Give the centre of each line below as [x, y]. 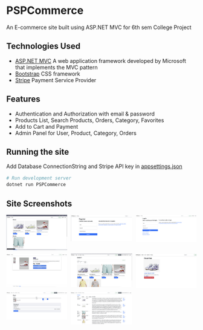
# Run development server [39, 178]
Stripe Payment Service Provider [56, 80]
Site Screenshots [39, 203]
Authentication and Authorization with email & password [85, 114]
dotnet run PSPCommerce [36, 185]
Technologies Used [43, 46]
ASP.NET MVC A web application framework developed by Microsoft [100, 60]
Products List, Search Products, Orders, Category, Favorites [89, 120]
